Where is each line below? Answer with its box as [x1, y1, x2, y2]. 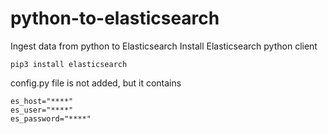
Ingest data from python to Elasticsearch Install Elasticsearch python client [10, 40, 318, 52]
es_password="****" [10, 113, 92, 124]
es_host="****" [10, 96, 74, 106]
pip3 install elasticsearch [10, 59, 128, 69]
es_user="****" [10, 105, 74, 115]
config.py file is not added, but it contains [10, 77, 182, 89]
